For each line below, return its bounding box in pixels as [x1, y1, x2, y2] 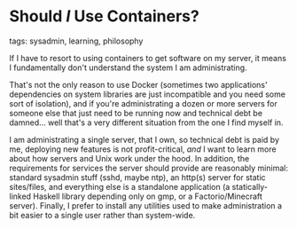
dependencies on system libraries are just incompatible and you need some [9, 89, 286, 99]
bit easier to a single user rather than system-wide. [9, 209, 196, 220]
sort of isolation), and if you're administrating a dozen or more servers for [9, 98, 277, 108]
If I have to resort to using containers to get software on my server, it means [9, 52, 286, 63]
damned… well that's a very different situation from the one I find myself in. [9, 117, 284, 128]
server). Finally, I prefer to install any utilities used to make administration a [9, 200, 282, 210]
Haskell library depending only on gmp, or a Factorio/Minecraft [33, 191, 263, 201]
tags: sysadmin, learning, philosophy [9, 36, 144, 46]
